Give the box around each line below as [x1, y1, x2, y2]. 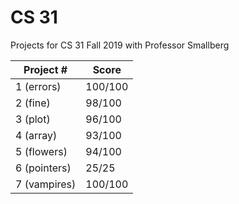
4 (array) [15, 128, 58, 142]
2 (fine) [15, 96, 51, 110]
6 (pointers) [15, 161, 72, 175]
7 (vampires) [15, 177, 77, 191]
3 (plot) [15, 112, 51, 126]
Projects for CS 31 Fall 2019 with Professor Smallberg [10, 39, 230, 51]
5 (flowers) [15, 144, 68, 158]
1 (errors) [15, 79, 62, 93]
